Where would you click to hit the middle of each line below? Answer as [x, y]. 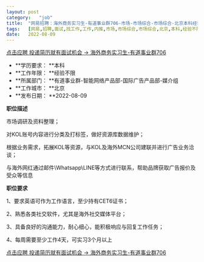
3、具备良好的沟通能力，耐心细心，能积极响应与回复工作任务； [85, 227]
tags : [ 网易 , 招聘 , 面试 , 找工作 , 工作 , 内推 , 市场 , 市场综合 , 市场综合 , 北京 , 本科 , [95, 29]
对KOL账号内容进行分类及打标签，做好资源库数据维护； [75, 135]
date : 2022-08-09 [31, 35]
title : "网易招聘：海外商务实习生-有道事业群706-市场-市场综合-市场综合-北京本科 [100, 23]
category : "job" [29, 18]
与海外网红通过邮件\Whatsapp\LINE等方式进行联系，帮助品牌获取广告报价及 [101, 168]
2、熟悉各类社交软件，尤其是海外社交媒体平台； [66, 214]
